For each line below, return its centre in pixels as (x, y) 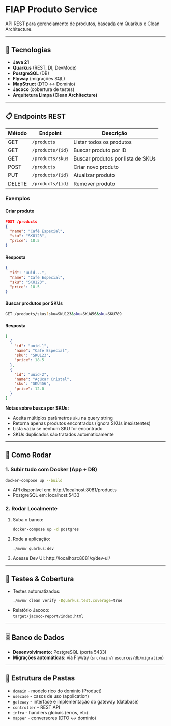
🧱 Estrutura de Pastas (40, 678)
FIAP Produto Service (51, 9)
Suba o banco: (28, 519)
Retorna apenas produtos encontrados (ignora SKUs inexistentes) (82, 423)
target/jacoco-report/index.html (48, 616)
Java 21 (21, 62)
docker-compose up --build (34, 480)
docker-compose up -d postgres (46, 529)
